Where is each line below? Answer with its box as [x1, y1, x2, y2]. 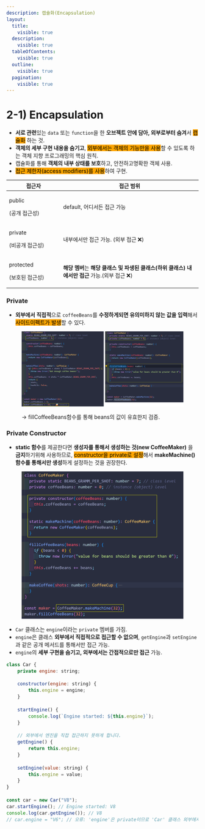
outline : [12, 61, 34, 67]
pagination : [12, 74, 43, 81]
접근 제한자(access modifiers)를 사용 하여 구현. [15, 167, 128, 174]
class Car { [6, 661, 37, 667]
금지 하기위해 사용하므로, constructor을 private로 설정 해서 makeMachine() [15, 451, 196, 459]
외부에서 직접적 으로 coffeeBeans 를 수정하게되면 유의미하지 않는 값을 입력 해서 [15, 311, 198, 318]
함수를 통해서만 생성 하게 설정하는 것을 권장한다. [15, 459, 128, 467]
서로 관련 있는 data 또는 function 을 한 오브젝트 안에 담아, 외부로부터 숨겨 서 [15, 129, 192, 137]
